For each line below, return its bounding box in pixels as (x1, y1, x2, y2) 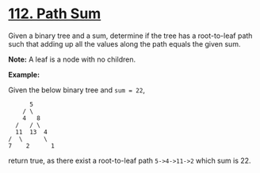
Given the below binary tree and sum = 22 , (8, 85, 145, 95)
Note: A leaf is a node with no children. (8, 55, 136, 64)
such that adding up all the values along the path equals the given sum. (8, 39, 241, 48)
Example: (8, 70, 40, 79)
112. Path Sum (8, 5, 101, 23)
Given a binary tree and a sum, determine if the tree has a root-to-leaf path (8, 31, 253, 40)
